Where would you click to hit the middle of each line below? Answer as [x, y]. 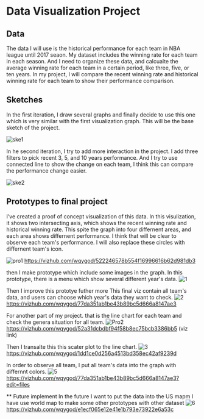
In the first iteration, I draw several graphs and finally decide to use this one [101, 115]
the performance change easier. [47, 170]
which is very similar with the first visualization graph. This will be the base [100, 121]
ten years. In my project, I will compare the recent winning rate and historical [102, 74]
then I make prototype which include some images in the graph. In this [94, 272]
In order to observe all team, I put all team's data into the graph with [91, 365]
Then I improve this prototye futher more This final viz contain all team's [97, 290]
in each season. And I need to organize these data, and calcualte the [92, 61]
